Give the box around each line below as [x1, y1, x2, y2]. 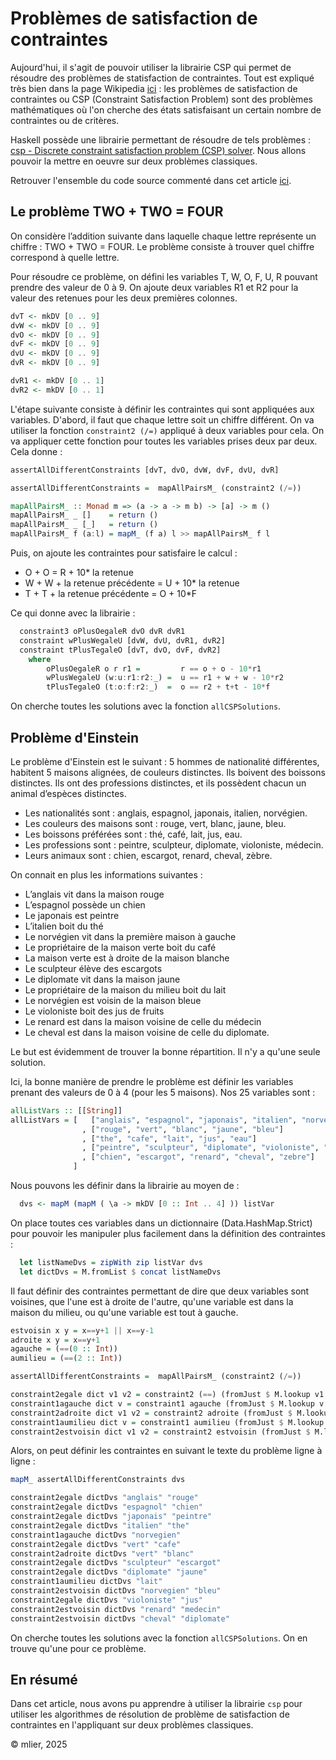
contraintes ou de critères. [10, 114, 120, 126]
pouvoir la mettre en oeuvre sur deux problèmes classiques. [10, 155, 258, 167]
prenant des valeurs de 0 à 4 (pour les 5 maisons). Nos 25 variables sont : [10, 1086, 316, 1098]
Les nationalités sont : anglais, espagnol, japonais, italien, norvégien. [24, 807, 308, 819]
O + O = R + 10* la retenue [24, 567, 134, 578]
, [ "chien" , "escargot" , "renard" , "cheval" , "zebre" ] [81, 1152, 315, 1162]
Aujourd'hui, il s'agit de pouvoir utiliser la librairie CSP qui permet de [10, 61, 292, 73]
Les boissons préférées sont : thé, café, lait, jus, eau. [24, 828, 243, 840]
